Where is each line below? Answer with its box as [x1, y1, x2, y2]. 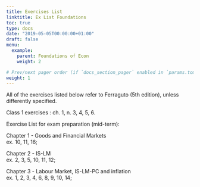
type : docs [6, 25, 33, 32]
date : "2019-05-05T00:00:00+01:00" [6, 31, 95, 37]
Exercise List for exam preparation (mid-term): [6, 120, 120, 128]
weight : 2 [17, 58, 42, 64]
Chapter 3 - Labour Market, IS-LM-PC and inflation [6, 168, 131, 175]
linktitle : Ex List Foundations [6, 14, 86, 20]
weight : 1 [6, 75, 31, 81]
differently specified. [6, 98, 57, 105]
